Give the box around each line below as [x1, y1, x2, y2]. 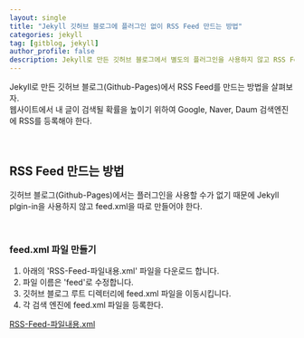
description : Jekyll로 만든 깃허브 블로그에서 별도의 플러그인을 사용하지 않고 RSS [9, 55, 287, 64]
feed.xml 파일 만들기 [9, 243, 97, 256]
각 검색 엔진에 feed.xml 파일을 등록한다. [22, 300, 164, 311]
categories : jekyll [9, 30, 83, 39]
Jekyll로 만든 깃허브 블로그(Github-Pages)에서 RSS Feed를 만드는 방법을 [9, 82, 270, 92]
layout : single [9, 13, 67, 23]
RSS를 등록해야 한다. [18, 115, 92, 126]
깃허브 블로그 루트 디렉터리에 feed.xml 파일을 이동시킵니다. [22, 288, 232, 299]
